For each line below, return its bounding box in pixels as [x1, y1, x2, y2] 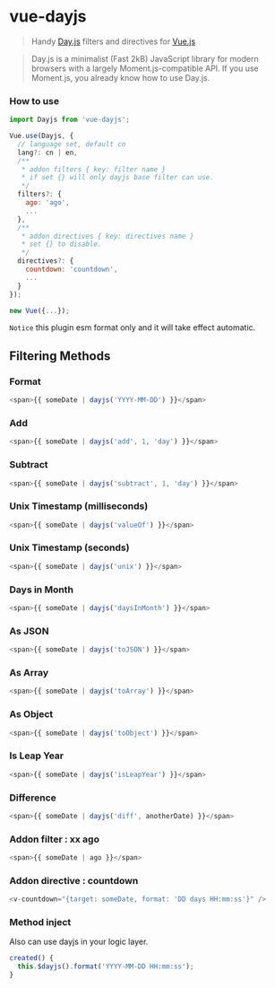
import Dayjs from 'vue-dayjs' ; [9, 115, 130, 125]
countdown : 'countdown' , [25, 265, 118, 275]
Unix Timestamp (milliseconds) [9, 500, 149, 512]
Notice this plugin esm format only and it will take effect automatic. [9, 322, 256, 333]
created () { [9, 954, 54, 963]
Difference [9, 791, 56, 804]
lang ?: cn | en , [17, 148, 78, 157]
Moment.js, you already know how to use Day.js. [30, 72, 211, 83]
